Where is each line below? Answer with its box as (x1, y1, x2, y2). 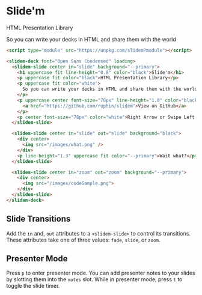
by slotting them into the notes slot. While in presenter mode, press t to (6, 276, 183, 283)
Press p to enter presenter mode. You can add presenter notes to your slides (6, 269, 195, 277)
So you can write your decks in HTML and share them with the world (6, 35, 176, 43)
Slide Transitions (6, 214, 71, 224)
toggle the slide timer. (6, 282, 60, 290)
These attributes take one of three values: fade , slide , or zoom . (6, 236, 161, 243)
